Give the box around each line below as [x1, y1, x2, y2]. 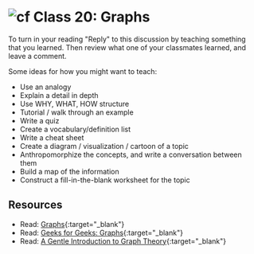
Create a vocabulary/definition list [19, 124, 131, 134]
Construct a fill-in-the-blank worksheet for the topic [19, 175, 191, 185]
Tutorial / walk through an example [19, 107, 134, 117]
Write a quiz [19, 115, 60, 125]
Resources [8, 198, 63, 212]
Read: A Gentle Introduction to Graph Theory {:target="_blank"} [19, 236, 227, 246]
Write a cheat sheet [19, 132, 84, 143]
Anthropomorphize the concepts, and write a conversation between [19, 150, 243, 159]
